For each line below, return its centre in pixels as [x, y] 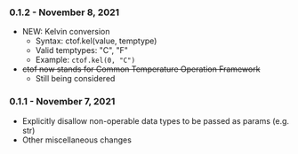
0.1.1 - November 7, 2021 [62, 102]
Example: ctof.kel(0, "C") [85, 60]
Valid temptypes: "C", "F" [82, 50]
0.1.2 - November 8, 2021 [64, 12]
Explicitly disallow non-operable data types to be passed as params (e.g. [156, 120]
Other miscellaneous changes [77, 140]
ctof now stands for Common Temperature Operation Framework [141, 69]
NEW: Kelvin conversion [66, 32]
